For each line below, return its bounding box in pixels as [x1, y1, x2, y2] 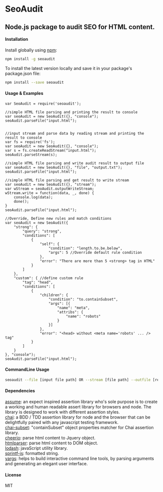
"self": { [39, 242, 60, 246]
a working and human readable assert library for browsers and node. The [5, 404, 151, 410]
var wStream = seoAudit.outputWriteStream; [5, 186, 95, 191]
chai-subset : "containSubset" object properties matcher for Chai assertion [5, 424, 154, 431]
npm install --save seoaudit [5, 80, 64, 85]
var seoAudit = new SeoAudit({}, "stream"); [5, 182, 97, 187]
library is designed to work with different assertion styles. [5, 409, 120, 415]
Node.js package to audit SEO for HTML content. [5, 23, 155, 31]
